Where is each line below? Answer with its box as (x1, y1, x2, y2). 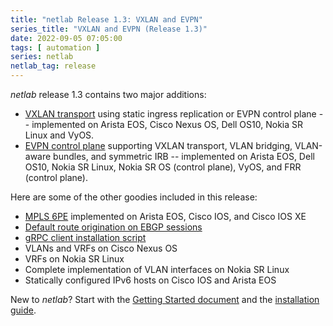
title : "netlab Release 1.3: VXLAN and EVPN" (10, 14, 203, 25)
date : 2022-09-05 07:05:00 (10, 33, 123, 43)
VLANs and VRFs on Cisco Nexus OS (24, 242, 178, 254)
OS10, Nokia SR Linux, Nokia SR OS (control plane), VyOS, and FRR (24, 161, 302, 173)
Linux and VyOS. (24, 129, 95, 141)
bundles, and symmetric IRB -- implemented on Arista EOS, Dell (53, 151, 315, 162)
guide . (10, 304, 37, 316)
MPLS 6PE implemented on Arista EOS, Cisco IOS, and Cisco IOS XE (24, 211, 307, 222)
